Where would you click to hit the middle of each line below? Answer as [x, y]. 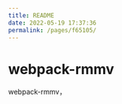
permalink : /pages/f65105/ [52, 30]
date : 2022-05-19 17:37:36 [52, 23]
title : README [31, 15]
